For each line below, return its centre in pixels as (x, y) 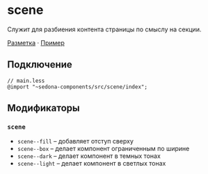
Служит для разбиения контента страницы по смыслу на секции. (104, 29)
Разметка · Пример (36, 42)
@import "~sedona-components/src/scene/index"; (78, 87)
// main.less (26, 81)
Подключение (40, 65)
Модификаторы (43, 108)
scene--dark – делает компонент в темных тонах (89, 156)
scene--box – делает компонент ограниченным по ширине (103, 149)
